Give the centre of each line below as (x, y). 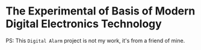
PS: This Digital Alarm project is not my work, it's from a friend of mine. (95, 40)
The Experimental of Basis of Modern (100, 11)
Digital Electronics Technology (84, 24)
